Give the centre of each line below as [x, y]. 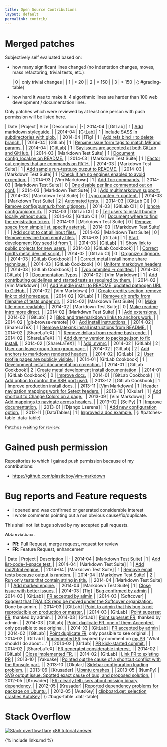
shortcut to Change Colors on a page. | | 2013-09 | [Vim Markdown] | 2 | [79, 397]
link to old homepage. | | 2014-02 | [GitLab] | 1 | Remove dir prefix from [78, 296]
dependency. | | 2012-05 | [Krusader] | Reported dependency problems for [82, 686]
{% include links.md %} [29, 740]
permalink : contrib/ [27, 19]
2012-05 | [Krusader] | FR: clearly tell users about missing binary [71, 681]
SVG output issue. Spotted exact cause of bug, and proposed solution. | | [80, 675]
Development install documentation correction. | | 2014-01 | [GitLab [74, 365]
